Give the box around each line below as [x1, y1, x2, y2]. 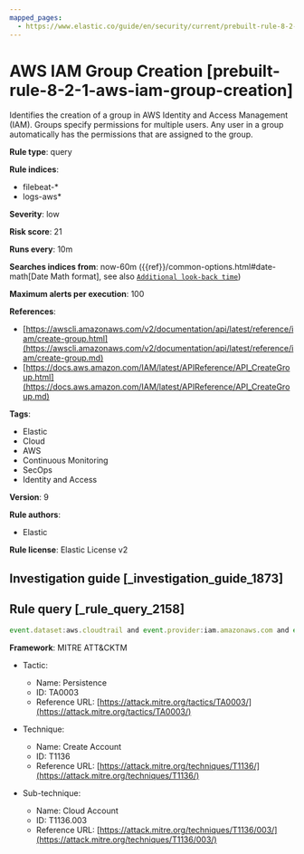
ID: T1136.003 [35, 814, 88, 825]
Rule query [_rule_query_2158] [9, 601, 185, 617]
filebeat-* [22, 182, 59, 193]
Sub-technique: [22, 787, 81, 798]
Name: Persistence [35, 676, 107, 688]
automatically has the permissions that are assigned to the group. [9, 129, 253, 140]
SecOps [22, 465, 52, 475]
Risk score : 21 [9, 226, 62, 237]
